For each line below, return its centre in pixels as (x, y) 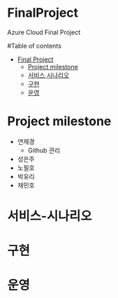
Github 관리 (44, 150)
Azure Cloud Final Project (44, 32)
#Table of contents (34, 45)
